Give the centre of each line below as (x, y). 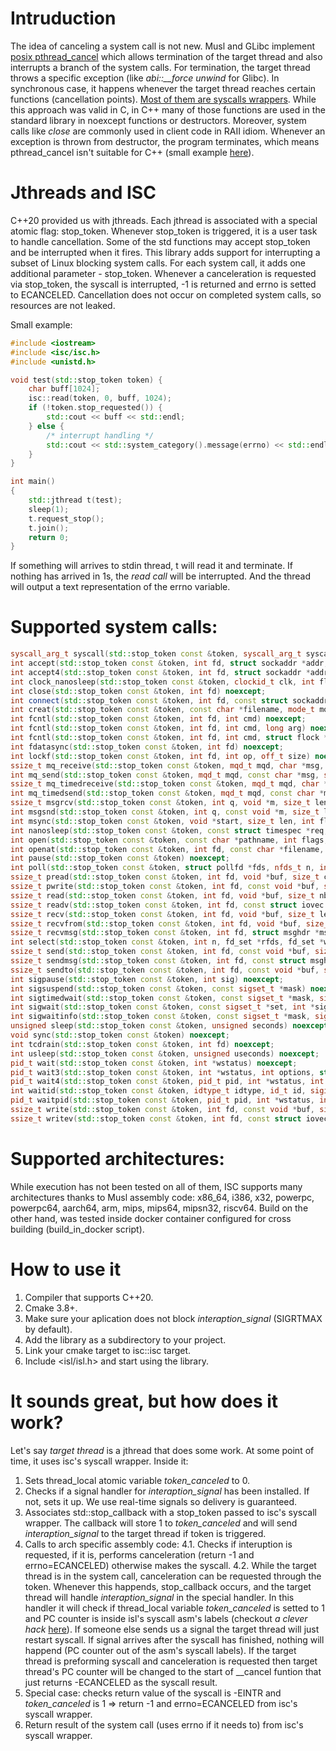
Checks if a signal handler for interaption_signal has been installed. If (167, 1491)
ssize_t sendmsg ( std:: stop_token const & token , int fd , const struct (158, 961)
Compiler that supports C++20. (89, 1297)
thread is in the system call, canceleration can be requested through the (173, 1576)
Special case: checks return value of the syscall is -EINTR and (153, 1693)
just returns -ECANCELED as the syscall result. (121, 1682)
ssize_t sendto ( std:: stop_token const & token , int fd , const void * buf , (165, 970)
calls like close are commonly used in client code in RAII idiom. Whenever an (168, 131)
